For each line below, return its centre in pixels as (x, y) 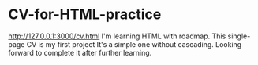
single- (239, 36)
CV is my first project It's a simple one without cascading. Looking (134, 44)
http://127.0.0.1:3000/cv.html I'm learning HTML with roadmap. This (117, 36)
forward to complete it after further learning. (80, 52)
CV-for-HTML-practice (85, 14)
